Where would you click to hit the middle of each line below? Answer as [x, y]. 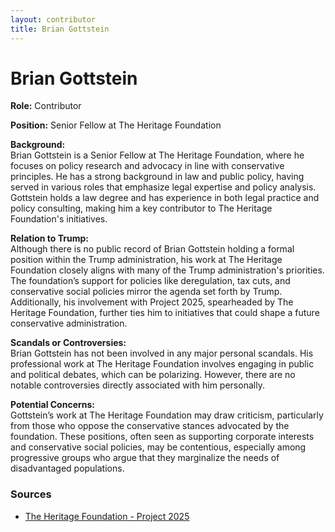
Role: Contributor [46, 106]
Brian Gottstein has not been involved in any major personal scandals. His [162, 353]
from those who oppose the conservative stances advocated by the [150, 426]
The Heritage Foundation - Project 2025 [107, 516]
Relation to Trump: [49, 238]
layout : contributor [53, 19]
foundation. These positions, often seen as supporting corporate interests [162, 437]
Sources [31, 494]
